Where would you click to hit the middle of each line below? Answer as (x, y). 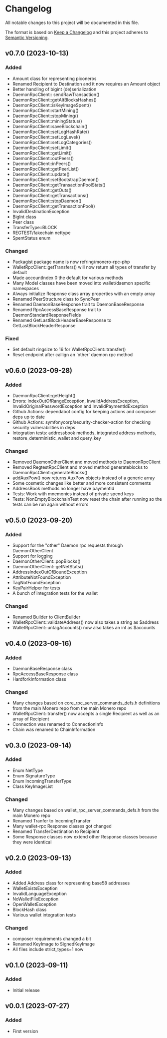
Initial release (26, 990)
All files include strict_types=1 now (48, 949)
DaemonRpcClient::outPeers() (43, 158)
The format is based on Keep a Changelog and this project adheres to (77, 32)
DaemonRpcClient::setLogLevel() (46, 137)
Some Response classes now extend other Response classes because (84, 837)
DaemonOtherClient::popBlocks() (46, 561)
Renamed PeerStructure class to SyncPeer (56, 299)
